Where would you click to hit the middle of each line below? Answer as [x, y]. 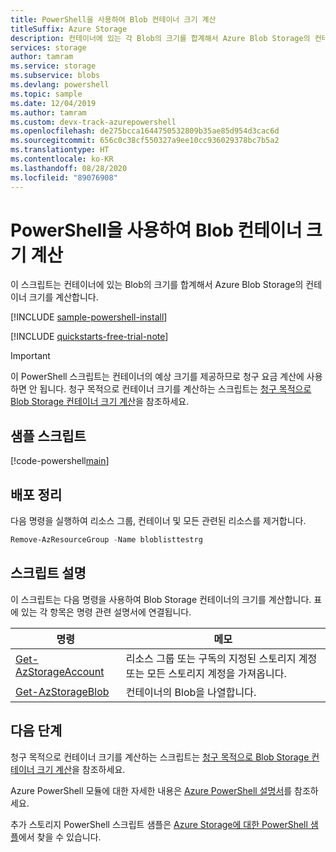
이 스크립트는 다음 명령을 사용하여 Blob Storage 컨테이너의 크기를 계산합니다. [161, 599]
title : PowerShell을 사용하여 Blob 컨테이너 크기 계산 [113, 19]
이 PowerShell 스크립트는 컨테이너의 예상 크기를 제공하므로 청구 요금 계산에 [157, 377]
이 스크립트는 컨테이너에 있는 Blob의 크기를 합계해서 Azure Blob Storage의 [157, 285]
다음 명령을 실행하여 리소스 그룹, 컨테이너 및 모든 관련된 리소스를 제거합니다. [158, 521]
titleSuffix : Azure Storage [69, 29]
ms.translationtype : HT [60, 150]
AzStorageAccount [60, 671]
